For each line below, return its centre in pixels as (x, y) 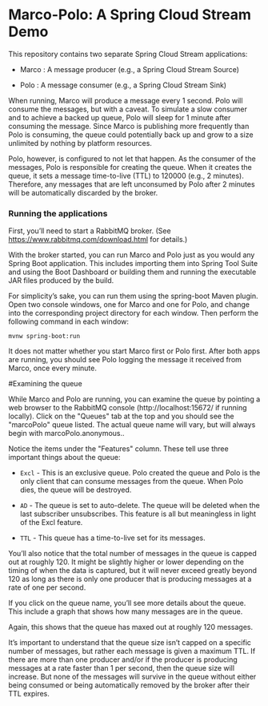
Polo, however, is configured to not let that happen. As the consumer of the (132, 159)
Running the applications (58, 213)
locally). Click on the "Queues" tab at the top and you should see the (121, 416)
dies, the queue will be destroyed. (76, 490)
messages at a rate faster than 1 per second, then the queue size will (121, 668)
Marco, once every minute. (53, 368)
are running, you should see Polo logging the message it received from (125, 360)
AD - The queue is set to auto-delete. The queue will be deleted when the (140, 506)
